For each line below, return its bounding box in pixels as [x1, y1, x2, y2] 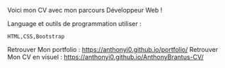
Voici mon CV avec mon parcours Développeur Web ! [7, 6, 163, 14]
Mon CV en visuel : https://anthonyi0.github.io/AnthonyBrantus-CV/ [7, 53, 204, 61]
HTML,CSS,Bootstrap [7, 33, 65, 40]
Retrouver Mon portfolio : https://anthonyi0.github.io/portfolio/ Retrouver [7, 46, 219, 53]
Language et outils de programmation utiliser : [7, 20, 142, 27]
